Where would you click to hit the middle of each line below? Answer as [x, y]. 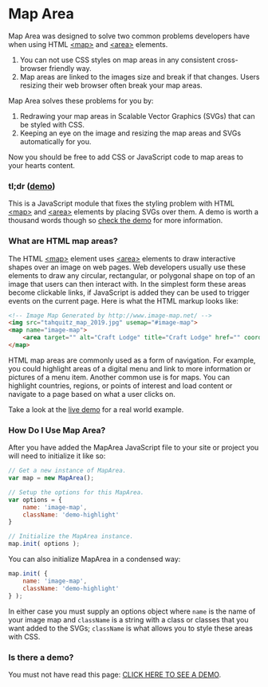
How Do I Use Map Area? [57, 430]
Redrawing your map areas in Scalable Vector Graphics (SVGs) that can [137, 116]
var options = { [35, 500]
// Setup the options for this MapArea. [77, 492]
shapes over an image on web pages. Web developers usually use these [127, 267]
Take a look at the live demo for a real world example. [96, 409]
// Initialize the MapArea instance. [71, 536]
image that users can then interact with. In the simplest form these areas [127, 284]
